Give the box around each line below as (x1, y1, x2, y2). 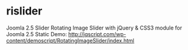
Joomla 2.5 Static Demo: (6, 30, 67, 37)
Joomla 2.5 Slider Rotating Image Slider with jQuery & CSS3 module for (6, 24, 182, 31)
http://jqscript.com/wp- (68, 30, 126, 37)
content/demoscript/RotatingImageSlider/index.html (6, 37, 135, 44)
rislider (6, 4, 43, 18)
